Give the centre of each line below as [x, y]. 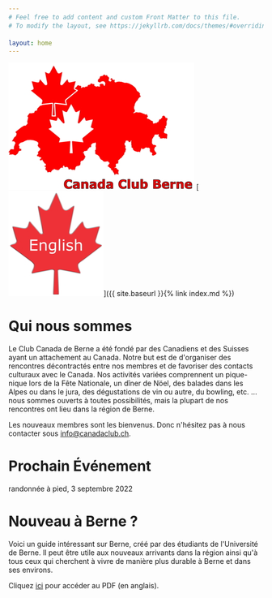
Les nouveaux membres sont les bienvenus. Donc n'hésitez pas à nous [127, 425]
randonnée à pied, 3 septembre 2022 [71, 489]
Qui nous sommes [70, 327]
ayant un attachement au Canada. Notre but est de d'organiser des [120, 358]
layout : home [30, 43]
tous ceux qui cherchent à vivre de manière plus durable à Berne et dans [130, 561]
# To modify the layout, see [57, 26]
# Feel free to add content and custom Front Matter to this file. [125, 17]
